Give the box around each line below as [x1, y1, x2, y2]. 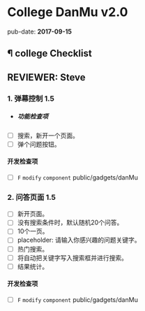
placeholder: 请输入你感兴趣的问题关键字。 [17, 236, 141, 245]
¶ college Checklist [7, 48, 92, 59]
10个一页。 [17, 227, 49, 236]
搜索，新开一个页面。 [17, 131, 79, 140]
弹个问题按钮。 [17, 140, 61, 148]
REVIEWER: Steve [7, 71, 86, 83]
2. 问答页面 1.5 [7, 192, 56, 202]
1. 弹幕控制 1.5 [7, 94, 54, 103]
